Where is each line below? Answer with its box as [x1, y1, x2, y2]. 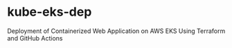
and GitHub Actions [7, 34, 63, 42]
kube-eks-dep [7, 4, 92, 20]
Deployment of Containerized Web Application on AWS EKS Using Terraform [7, 27, 226, 35]
